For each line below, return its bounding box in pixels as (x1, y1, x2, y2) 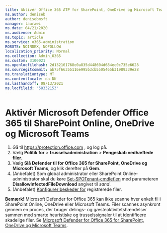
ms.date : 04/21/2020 (5, 26, 48, 31)
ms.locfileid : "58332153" (5, 85, 59, 91)
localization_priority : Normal (5, 49, 70, 54)
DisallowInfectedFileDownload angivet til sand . (12, 181, 111, 187)
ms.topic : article (5, 35, 43, 40)
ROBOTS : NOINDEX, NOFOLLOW (5, 44, 61, 49)
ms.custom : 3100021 (5, 58, 46, 63)
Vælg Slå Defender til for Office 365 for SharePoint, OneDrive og (12, 160, 148, 166)
